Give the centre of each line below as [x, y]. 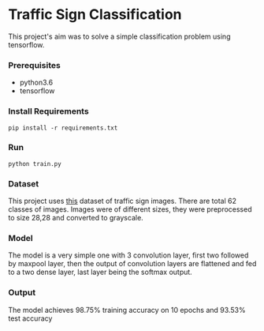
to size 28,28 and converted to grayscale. [76, 218]
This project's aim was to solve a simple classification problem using [119, 36]
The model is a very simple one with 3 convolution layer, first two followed [128, 255]
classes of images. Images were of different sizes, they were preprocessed [130, 209]
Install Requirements [48, 111]
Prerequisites [34, 65]
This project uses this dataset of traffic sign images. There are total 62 [122, 201]
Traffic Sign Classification [95, 15]
